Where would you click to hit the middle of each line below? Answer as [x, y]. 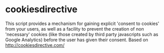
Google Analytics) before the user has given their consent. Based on [77, 40]
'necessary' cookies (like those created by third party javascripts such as [82, 34]
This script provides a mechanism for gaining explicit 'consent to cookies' [82, 23]
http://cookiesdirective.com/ [35, 45]
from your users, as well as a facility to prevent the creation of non [75, 29]
